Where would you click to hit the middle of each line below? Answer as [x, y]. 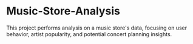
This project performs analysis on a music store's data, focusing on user [97, 28]
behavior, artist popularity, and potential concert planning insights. [89, 34]
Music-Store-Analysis [63, 11]
